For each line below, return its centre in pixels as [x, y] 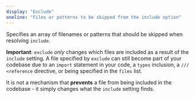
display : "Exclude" [30, 12]
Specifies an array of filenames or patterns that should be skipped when [94, 34]
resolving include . [28, 40]
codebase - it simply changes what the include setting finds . [80, 88]
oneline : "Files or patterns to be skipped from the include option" [94, 17]
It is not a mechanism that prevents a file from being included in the [89, 82]
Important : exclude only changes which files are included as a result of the [97, 52]
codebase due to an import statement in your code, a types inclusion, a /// [98, 64]
